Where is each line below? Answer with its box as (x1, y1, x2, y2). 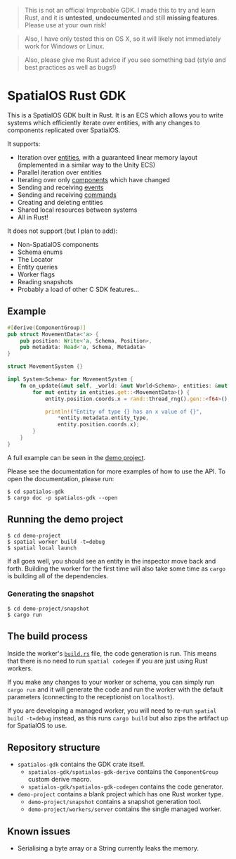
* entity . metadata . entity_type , (57, 414, 150, 421)
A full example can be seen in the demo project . (7, 453, 146, 462)
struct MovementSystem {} (7, 363, 83, 370)
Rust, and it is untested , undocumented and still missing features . (24, 13, 219, 22)
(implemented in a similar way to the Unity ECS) (17, 160, 156, 169)
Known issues (7, 825, 71, 837)
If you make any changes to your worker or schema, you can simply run (7, 677, 215, 686)
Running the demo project (7, 514, 124, 526)
